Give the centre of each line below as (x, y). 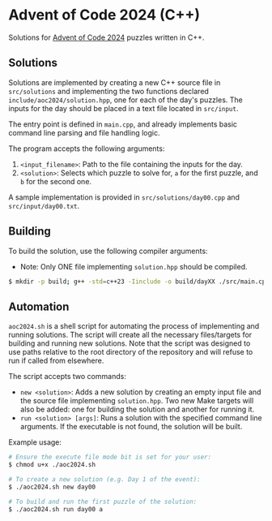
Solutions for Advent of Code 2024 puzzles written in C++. (106, 37)
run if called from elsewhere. (56, 361)
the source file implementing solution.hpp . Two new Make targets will (137, 401)
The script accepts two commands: (68, 377)
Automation (39, 306)
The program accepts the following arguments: (87, 149)
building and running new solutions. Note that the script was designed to (130, 343)
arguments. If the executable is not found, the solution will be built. (131, 427)
